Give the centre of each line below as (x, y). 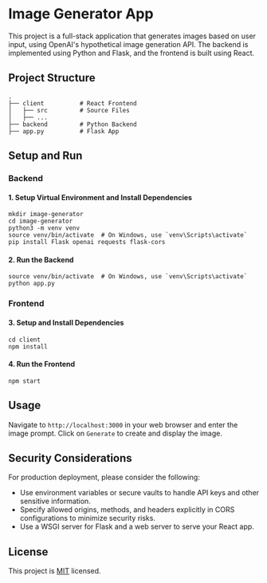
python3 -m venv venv (44, 228)
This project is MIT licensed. (55, 571)
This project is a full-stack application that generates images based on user (132, 36)
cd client (25, 340)
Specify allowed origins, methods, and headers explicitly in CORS (127, 510)
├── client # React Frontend (73, 103)
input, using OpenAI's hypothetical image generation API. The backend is (128, 44)
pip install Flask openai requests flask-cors (87, 242)
